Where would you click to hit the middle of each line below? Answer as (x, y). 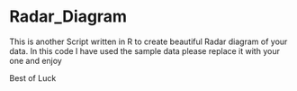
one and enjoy (36, 60)
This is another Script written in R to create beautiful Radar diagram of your (148, 41)
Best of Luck (33, 77)
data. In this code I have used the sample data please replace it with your (145, 50)
